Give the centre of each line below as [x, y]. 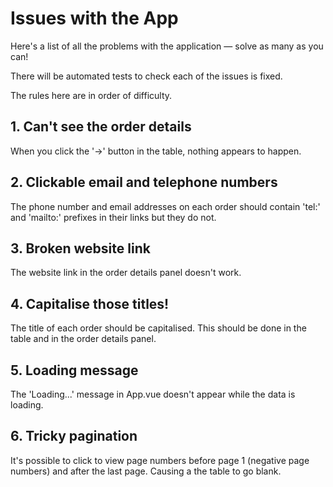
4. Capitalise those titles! [90, 303]
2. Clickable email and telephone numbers [144, 182]
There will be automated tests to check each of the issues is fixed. [146, 76]
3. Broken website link [80, 248]
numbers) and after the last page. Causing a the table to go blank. [146, 471]
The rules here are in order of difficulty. [91, 95]
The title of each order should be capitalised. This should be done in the [158, 328]
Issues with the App [94, 18]
